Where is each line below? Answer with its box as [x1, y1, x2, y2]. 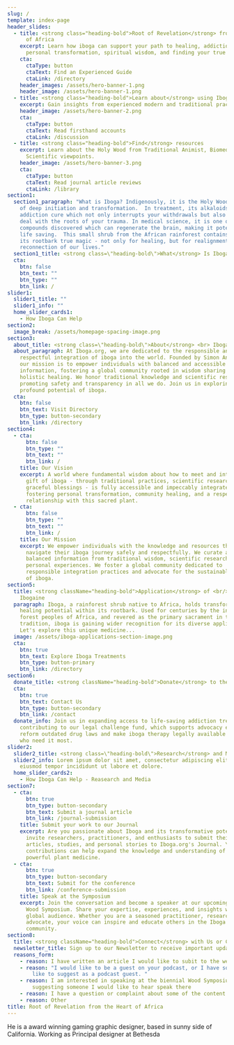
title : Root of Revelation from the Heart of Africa [7, 1003, 164, 1010]
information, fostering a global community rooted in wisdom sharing [19, 367, 226, 374]
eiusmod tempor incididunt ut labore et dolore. [19, 763, 164, 770]
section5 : [7, 581, 36, 588]
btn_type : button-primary [19, 659, 95, 667]
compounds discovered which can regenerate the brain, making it [19, 224, 214, 231]
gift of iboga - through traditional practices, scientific [25, 477, 204, 484]
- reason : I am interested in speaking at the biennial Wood [19, 977, 201, 984]
